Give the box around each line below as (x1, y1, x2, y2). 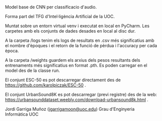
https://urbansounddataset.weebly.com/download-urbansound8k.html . (5, 97, 149, 103)
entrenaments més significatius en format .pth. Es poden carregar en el (5, 63, 147, 68)
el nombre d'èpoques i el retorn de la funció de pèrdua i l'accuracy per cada (5, 43, 158, 48)
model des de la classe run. (5, 68, 60, 73)
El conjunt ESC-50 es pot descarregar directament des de (5, 77, 121, 83)
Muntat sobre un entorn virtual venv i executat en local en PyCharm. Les (5, 23, 149, 29)
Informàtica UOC (5, 111, 39, 117)
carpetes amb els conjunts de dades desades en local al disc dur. (5, 28, 136, 34)
